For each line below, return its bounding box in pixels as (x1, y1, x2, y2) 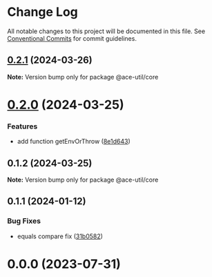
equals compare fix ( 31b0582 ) (17, 232, 104, 240)
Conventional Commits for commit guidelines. (7, 34, 137, 42)
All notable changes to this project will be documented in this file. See (7, 27, 206, 35)
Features (7, 122, 38, 131)
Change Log (7, 4, 78, 20)
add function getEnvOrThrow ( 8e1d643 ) (17, 137, 131, 146)
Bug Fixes (7, 216, 41, 226)
